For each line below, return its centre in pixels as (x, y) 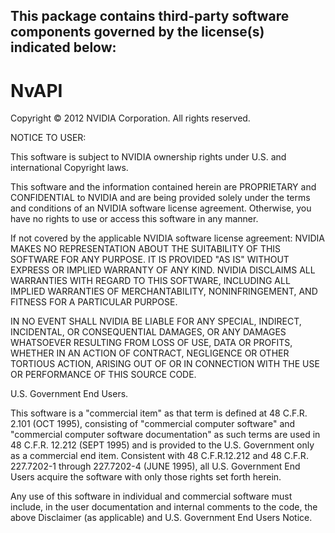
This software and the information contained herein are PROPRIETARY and (163, 187)
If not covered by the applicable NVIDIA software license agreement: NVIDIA (167, 238)
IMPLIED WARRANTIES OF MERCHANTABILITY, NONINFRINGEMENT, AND (164, 291)
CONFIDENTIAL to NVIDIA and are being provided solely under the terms (160, 198)
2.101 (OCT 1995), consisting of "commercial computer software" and (153, 424)
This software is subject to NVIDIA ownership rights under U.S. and (148, 157)
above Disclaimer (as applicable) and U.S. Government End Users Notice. (161, 518)
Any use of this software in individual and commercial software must (151, 496)
